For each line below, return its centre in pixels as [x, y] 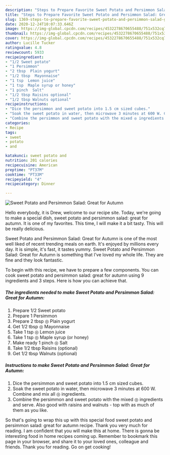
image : [12, 29]
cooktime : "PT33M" [25, 175]
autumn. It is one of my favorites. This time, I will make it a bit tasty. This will [84, 223]
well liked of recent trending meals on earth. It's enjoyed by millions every [82, 244]
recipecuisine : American [31, 165]
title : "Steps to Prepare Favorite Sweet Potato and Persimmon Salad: [81, 15]
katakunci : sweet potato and [36, 156]
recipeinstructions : [27, 104]
